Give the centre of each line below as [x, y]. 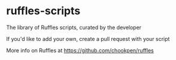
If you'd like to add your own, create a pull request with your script [88, 39]
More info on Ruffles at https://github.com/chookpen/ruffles [80, 50]
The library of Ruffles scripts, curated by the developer [74, 27]
